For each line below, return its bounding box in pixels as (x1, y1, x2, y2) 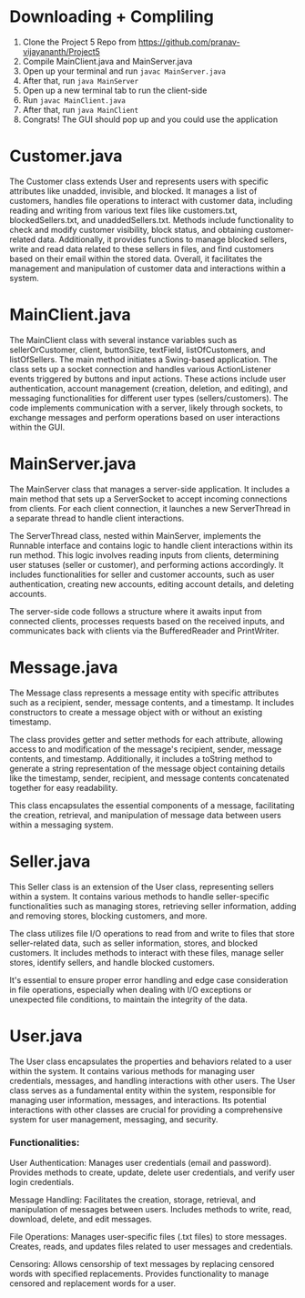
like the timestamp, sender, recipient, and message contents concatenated (9, 772, 290, 784)
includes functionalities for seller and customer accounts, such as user (9, 569, 275, 580)
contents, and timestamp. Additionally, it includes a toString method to (9, 753, 273, 764)
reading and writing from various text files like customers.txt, (9, 205, 239, 216)
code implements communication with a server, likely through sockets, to (9, 402, 284, 413)
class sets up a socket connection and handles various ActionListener (9, 363, 271, 374)
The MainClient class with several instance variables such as (9, 334, 238, 345)
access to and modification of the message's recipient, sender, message (9, 744, 282, 755)
